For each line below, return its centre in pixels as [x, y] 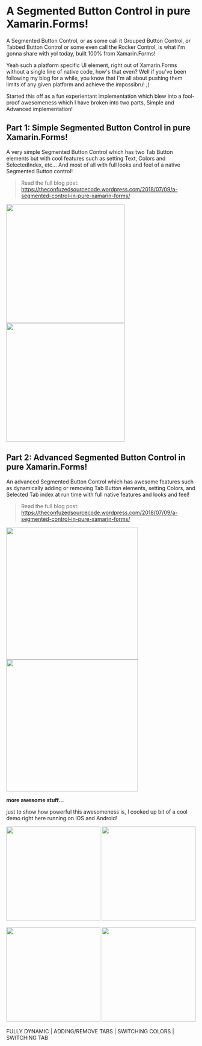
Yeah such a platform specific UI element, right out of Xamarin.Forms [92, 65]
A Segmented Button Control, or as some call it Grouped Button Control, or [99, 40]
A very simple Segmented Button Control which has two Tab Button [90, 151]
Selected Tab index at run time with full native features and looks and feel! [98, 494]
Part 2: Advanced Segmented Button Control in [96, 458]
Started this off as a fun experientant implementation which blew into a [94, 96]
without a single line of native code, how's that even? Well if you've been [96, 71]
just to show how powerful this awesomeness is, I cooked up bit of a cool [97, 812]
